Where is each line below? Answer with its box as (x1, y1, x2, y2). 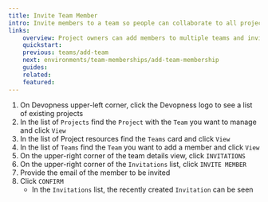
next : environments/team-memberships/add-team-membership (22, 56, 219, 64)
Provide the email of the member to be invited (19, 168, 171, 177)
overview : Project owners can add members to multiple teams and (22, 33, 245, 42)
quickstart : (22, 41, 62, 49)
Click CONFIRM (19, 176, 64, 185)
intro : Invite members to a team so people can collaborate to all (8, 19, 238, 27)
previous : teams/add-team (22, 49, 109, 56)
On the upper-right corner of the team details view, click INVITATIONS (19, 150, 246, 160)
